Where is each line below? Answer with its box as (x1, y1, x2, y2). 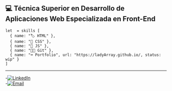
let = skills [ (5, 28, 40, 33)
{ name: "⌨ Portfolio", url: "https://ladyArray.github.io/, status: (10, 52, 161, 57)
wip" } (5, 56, 19, 62)
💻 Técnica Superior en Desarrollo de (5, 4, 125, 13)
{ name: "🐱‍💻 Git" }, (10, 48, 54, 53)
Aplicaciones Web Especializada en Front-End (5, 15, 156, 23)
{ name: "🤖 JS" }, (10, 43, 50, 48)
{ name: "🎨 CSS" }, (10, 39, 52, 44)
